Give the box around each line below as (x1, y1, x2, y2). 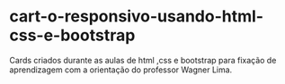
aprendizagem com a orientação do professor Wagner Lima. (9, 64, 233, 75)
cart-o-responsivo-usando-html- (9, 6, 263, 27)
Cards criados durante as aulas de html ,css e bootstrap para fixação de (9, 55, 277, 65)
